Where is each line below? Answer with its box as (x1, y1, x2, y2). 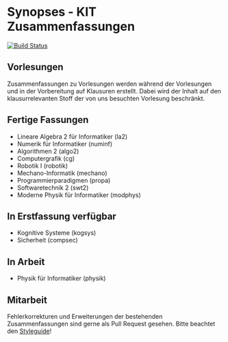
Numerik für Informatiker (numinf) (16, 139, 113, 148)
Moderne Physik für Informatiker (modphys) (16, 190, 142, 199)
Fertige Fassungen (7, 114, 89, 126)
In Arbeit (7, 255, 45, 268)
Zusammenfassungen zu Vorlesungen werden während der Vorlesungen (7, 80, 212, 88)
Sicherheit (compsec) (16, 236, 79, 244)
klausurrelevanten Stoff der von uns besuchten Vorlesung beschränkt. (7, 94, 205, 102)
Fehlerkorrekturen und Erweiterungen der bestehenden (7, 312, 163, 320)
